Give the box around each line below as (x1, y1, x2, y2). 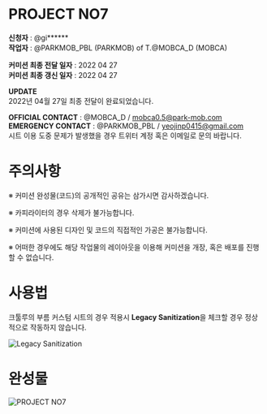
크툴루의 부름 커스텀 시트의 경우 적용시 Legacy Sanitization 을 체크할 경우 (8, 312, 243, 321)
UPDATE (8, 86, 37, 96)
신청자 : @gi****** (8, 32, 69, 42)
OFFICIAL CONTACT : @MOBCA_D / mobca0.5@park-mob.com (8, 112, 222, 122)
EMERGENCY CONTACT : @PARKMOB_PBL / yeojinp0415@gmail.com (8, 121, 244, 131)
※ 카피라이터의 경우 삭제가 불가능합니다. (8, 208, 135, 218)
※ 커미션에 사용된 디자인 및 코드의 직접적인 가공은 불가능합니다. (8, 225, 209, 235)
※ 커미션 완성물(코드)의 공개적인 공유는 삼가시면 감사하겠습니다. (8, 190, 209, 200)
